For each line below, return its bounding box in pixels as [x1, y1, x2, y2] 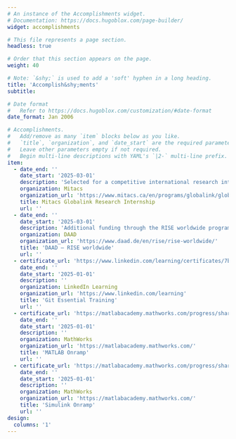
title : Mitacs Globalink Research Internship [20, 198, 156, 205]
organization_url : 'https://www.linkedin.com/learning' [20, 290, 188, 297]
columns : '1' [13, 421, 52, 428]
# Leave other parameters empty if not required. [7, 146, 162, 153]
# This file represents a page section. [7, 36, 128, 43]
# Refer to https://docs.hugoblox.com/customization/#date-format [7, 107, 212, 114]
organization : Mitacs [20, 185, 83, 192]
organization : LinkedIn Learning [20, 283, 118, 291]
